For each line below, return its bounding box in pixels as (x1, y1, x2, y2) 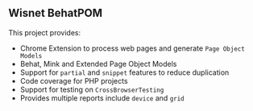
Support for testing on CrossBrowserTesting (19, 84, 164, 94)
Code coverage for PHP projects (19, 76, 128, 85)
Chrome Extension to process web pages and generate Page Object (19, 43, 246, 53)
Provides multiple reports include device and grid (19, 92, 185, 103)
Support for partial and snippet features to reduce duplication (19, 68, 230, 77)
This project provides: (8, 27, 81, 37)
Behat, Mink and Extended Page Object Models (19, 59, 177, 68)
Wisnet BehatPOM (8, 6, 103, 20)
